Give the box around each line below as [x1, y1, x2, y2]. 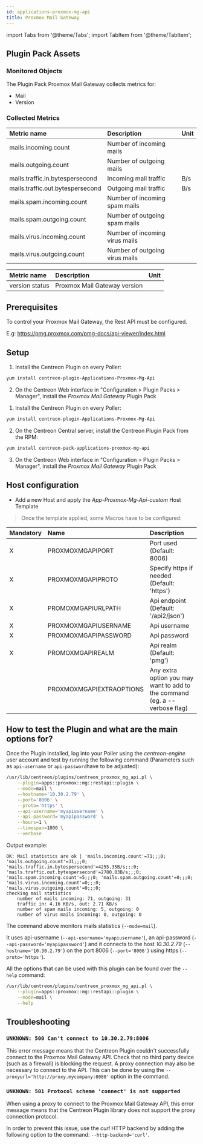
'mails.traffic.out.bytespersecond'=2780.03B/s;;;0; [6, 869, 142, 875]
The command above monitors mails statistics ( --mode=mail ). [6, 922, 157, 929]
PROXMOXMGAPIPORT [47, 546, 114, 554]
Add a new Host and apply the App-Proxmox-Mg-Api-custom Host [14, 496, 181, 503]
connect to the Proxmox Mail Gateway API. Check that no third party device [6, 1054, 195, 1061]
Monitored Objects [6, 67, 62, 75]
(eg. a [149, 696, 166, 705]
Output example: [6, 841, 48, 849]
